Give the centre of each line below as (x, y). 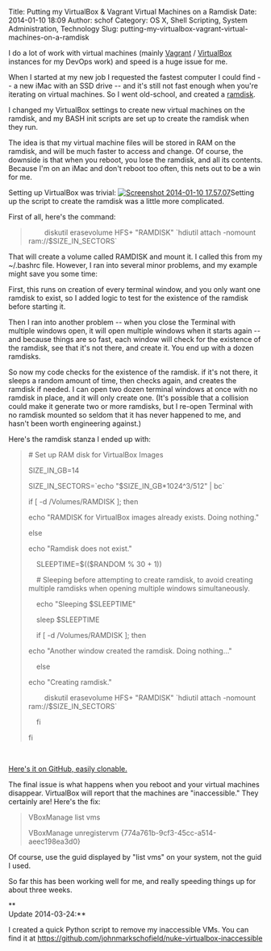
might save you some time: (53, 274)
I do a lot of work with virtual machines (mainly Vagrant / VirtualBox (120, 53)
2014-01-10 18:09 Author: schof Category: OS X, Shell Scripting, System (128, 20)
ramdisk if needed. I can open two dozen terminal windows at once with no (133, 389)
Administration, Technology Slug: (63, 29)
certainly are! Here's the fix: (54, 801)
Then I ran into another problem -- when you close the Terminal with (122, 322)
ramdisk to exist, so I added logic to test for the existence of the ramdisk (128, 298)
